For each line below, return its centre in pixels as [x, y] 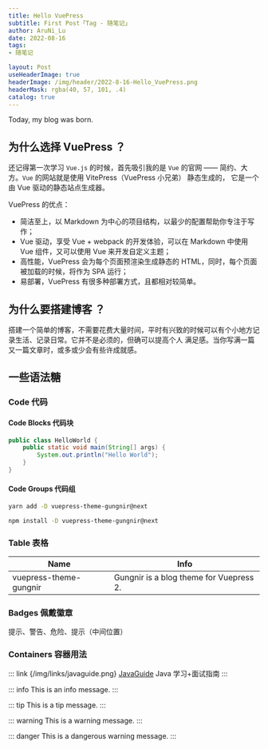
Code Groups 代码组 [42, 489]
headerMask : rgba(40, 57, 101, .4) [67, 90]
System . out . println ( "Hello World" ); [98, 455]
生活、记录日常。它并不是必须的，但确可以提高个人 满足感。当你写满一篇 [135, 340]
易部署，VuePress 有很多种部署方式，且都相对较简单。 [110, 281]
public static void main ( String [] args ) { [94, 448]
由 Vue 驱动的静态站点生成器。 [59, 188]
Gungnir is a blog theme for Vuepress [184, 578]
